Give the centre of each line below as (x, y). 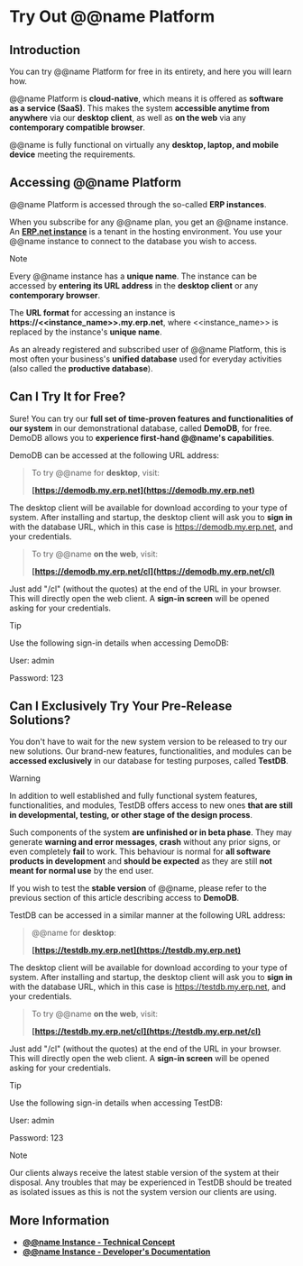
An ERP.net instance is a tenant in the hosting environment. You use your (146, 231)
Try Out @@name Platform (112, 17)
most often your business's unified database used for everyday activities (146, 359)
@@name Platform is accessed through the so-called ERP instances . (138, 204)
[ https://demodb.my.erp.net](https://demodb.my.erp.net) (143, 490)
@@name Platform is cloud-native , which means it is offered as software (147, 98)
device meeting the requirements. (73, 154)
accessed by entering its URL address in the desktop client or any (134, 285)
